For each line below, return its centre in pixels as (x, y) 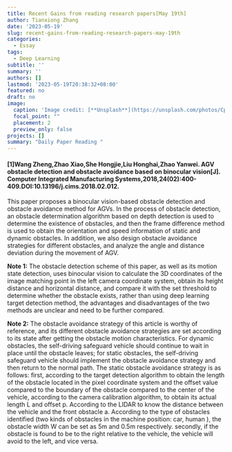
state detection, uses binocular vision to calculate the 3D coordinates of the (115, 274)
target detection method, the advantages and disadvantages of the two (108, 303)
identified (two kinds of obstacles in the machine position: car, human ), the (114, 420)
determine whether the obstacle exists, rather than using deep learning (108, 296)
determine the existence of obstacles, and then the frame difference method (116, 224)
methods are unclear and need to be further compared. (86, 310)
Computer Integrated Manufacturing (60, 179)
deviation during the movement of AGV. (63, 253)
